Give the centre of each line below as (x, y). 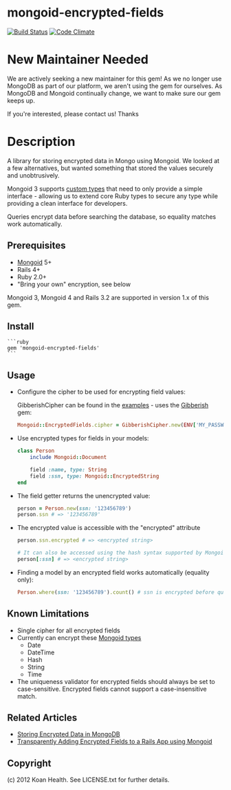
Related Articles (42, 717)
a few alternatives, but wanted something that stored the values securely (110, 168)
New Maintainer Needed (78, 60)
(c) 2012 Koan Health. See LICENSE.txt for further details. (88, 780)
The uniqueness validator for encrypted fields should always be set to (116, 681)
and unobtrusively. (33, 175)
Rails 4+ (29, 269)
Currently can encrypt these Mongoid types (79, 637)
